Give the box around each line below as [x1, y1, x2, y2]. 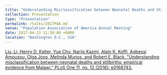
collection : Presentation [5, 12, 59, 17]
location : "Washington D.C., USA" [5, 35, 77, 40]
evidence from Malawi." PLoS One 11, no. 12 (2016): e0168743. [5, 64, 133, 70]
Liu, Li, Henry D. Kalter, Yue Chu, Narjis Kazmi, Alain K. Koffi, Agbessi [5, 48, 147, 55]
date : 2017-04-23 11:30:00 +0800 [5, 30, 75, 35]
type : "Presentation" [5, 16, 50, 21]
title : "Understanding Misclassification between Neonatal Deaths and [5, 7, 155, 12]
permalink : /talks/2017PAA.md [5, 21, 68, 26]
